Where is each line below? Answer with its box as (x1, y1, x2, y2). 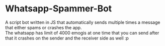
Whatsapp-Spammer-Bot (5, 3, 112, 14)
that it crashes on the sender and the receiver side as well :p (5, 35, 129, 41)
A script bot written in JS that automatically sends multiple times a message (5, 19, 161, 25)
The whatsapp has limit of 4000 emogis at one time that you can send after (5, 30, 160, 36)
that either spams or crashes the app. (5, 24, 82, 30)
